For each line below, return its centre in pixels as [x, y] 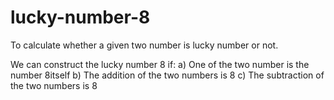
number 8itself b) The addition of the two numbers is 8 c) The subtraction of [167, 75]
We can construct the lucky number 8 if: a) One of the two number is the [160, 64]
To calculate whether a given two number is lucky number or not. [144, 45]
